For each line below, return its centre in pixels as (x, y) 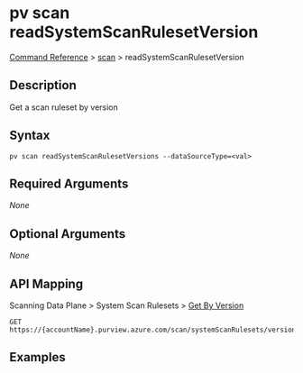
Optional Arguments (68, 234)
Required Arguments (69, 183)
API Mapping (46, 283)
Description (43, 85)
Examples (37, 357)
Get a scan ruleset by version (64, 107)
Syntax (30, 136)
